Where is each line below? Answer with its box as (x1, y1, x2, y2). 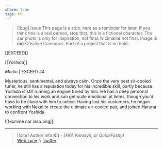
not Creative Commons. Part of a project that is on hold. (16, 40, 129, 46)
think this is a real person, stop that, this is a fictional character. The (16, 30, 152, 36)
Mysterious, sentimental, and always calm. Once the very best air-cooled (5, 78, 151, 84)
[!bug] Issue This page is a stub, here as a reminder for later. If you (16, 25, 150, 31)
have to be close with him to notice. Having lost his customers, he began (5, 99, 150, 104)
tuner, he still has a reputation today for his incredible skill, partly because (5, 83, 153, 89)
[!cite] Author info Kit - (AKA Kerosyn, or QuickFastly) (16, 132, 125, 138)
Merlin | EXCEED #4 (5, 68, 45, 74)
